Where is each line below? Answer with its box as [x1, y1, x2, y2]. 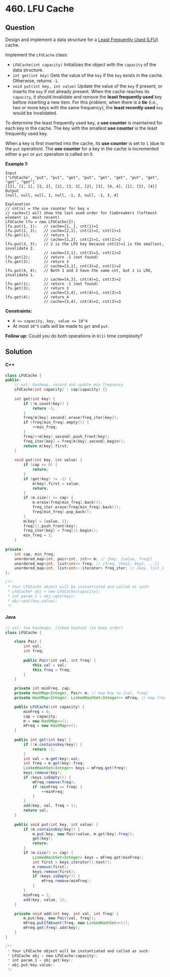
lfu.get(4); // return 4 [5, 294, 69, 300]
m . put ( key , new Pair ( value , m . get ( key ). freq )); [32, 831, 135, 836]
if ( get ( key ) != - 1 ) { [23, 476, 71, 481]
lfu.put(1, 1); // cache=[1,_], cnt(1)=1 [5, 224, 99, 229]
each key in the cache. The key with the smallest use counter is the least [5, 125, 158, 131]
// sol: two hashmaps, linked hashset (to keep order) [5, 625, 123, 630]
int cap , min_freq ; [14, 551, 56, 557]
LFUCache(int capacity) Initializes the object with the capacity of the [12, 62, 156, 67]
